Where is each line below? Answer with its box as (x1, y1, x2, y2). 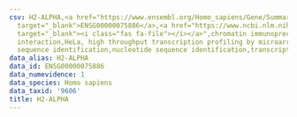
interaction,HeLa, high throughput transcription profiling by (17, 37, 255, 47)
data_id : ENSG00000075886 (9, 62, 104, 71)
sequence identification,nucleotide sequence (17, 46, 188, 55)
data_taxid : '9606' (9, 86, 81, 95)
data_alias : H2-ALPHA (9, 54, 89, 62)
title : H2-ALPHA (9, 94, 69, 104)
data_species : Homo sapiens (9, 78, 113, 87)
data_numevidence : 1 (9, 70, 86, 79)
